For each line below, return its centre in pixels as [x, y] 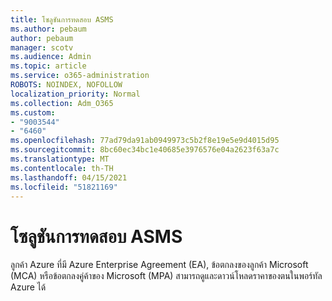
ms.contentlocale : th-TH [62, 168]
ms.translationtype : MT [60, 159]
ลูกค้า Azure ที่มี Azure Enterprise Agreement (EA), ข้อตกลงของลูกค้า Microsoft [159, 265]
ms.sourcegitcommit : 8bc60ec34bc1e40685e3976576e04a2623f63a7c [145, 150]
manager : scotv [42, 47]
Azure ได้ [28, 287]
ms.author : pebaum [48, 29]
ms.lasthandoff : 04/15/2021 [69, 177]
